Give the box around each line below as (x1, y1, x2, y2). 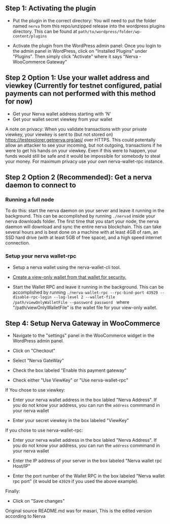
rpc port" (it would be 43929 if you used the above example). (12, 478, 139, 484)
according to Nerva (5, 513, 46, 519)
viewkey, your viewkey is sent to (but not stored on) (5, 131, 113, 137)
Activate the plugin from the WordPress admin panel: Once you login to (12, 43, 161, 49)
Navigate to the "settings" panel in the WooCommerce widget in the (12, 332, 155, 339)
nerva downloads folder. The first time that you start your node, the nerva (5, 218, 159, 225)
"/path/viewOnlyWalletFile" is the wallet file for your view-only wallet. (12, 304, 157, 310)
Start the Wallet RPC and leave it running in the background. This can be (12, 284, 164, 290)
